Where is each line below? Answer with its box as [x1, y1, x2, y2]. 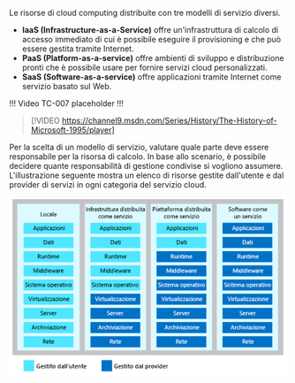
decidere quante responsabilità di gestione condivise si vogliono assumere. [9, 161, 284, 171]
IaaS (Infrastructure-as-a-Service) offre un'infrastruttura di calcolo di [21, 25, 279, 34]
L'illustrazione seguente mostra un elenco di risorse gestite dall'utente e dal [9, 170, 284, 180]
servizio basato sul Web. [21, 81, 112, 91]
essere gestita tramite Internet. [21, 43, 134, 54]
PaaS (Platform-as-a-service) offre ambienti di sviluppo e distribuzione [21, 53, 284, 63]
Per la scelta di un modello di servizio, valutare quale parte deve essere [9, 142, 269, 152]
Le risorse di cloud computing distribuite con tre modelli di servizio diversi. [9, 8, 281, 18]
